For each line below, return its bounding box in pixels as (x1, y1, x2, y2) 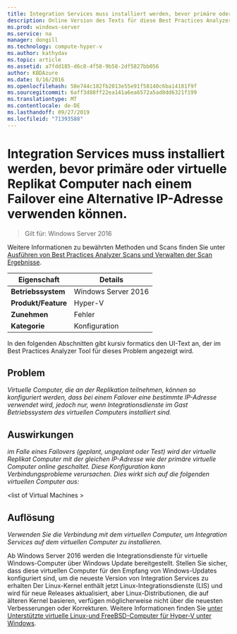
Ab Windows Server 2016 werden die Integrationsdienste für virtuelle (7, 551, 208, 560)
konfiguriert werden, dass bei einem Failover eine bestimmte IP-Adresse (7, 393, 217, 402)
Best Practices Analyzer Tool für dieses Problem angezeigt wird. (7, 347, 194, 355)
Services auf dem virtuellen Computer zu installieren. (7, 538, 162, 546)
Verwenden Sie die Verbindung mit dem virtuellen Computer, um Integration (7, 530, 227, 539)
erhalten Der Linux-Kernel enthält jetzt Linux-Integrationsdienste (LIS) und (7, 582, 223, 590)
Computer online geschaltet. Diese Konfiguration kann (7, 462, 166, 471)
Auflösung (7, 511, 55, 523)
